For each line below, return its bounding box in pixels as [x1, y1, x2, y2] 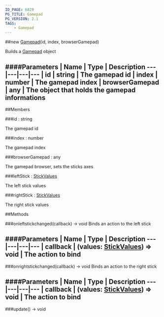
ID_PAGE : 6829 [5, 7, 34, 12]
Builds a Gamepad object [5, 49, 56, 55]
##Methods [5, 211, 29, 217]
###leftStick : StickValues [5, 173, 58, 179]
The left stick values [5, 182, 46, 188]
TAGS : [5, 21, 16, 26]
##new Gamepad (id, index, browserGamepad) [5, 39, 99, 45]
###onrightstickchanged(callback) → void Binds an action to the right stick [5, 263, 157, 269]
